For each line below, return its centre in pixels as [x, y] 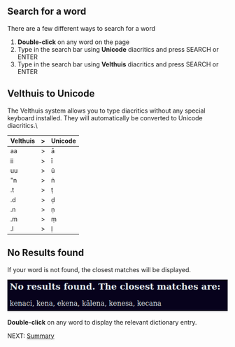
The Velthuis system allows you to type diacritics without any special [106, 111]
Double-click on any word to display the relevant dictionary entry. [102, 322]
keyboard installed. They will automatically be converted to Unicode [105, 118]
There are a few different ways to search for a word [81, 28]
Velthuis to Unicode [51, 94]
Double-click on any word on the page [73, 42]
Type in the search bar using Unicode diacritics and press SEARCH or [118, 49]
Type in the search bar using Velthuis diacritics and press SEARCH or [118, 64]
